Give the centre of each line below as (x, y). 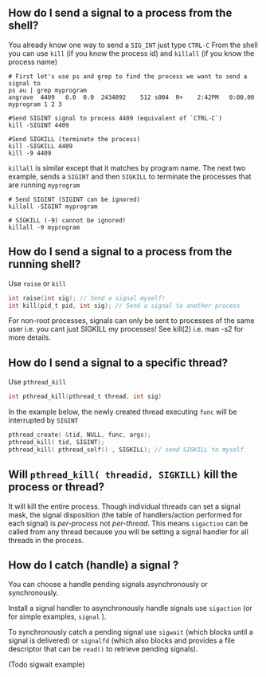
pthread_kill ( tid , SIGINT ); (57, 442)
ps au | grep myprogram (48, 90)
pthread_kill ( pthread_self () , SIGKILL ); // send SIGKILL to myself (126, 450)
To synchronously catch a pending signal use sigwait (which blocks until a (131, 632)
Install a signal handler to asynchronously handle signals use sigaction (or (130, 608)
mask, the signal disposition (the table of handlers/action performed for (125, 514)
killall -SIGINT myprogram (53, 207)
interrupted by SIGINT (43, 420)
